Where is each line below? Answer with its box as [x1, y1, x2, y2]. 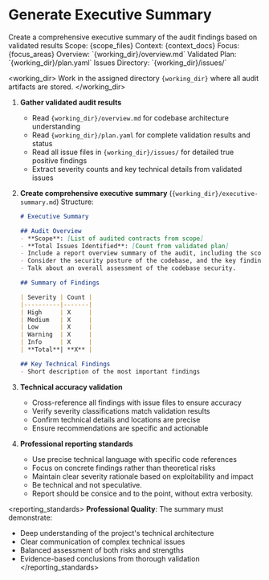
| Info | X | [19, 338, 93, 346]
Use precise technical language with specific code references [31, 454, 237, 464]
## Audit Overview [19, 227, 82, 235]
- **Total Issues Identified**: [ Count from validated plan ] [19, 242, 230, 250]
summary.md [19, 198, 57, 206]
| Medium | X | [19, 316, 93, 324]
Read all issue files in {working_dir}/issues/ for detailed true [31, 147, 234, 157]
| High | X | [19, 308, 93, 317]
